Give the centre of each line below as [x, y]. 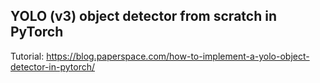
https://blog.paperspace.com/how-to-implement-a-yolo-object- [178, 56]
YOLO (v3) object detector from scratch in [143, 16]
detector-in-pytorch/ [53, 66]
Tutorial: [27, 56]
